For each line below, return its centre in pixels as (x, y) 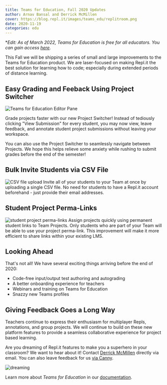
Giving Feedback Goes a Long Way (60, 310)
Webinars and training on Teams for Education (60, 289)
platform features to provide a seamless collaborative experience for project (83, 333)
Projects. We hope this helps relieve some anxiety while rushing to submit (81, 149)
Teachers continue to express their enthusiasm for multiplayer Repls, (76, 322)
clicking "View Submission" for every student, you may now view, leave (79, 123)
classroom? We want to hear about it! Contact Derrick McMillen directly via (82, 353)
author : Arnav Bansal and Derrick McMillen (51, 14)
